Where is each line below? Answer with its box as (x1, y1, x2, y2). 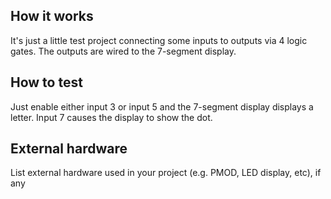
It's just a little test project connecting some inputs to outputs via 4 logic (10, 34, 308, 46)
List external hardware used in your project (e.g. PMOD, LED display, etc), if (10, 167, 322, 179)
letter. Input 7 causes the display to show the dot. (10, 111, 213, 123)
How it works (10, 8, 94, 25)
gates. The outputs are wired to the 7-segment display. (10, 45, 237, 57)
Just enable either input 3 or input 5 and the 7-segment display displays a (10, 100, 314, 113)
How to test (10, 74, 83, 91)
